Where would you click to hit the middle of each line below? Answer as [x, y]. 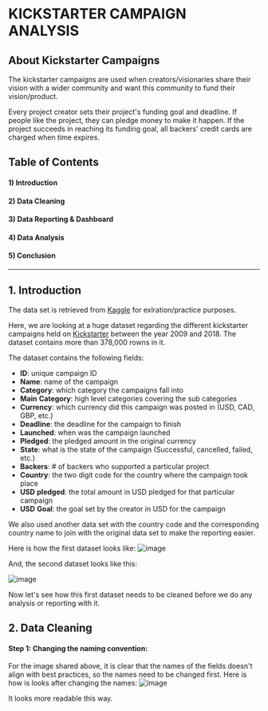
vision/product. [33, 96]
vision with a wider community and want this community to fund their [122, 88]
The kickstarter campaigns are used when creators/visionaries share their [130, 79]
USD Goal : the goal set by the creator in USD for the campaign [122, 508]
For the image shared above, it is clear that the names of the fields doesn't [130, 666]
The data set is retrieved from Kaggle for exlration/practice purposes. [122, 310]
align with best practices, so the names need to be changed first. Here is [128, 674]
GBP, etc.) [36, 415]
